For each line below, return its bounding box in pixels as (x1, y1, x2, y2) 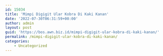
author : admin (5, 20, 34, 26)
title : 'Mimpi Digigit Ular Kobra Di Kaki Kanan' (5, 12, 109, 17)
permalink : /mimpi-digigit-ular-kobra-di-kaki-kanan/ (5, 35, 118, 39)
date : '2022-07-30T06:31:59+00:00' (5, 16, 78, 21)
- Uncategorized (14, 43, 48, 48)
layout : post (5, 25, 32, 30)
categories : (5, 39, 30, 44)
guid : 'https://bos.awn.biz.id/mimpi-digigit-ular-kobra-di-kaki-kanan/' (5, 30, 160, 35)
